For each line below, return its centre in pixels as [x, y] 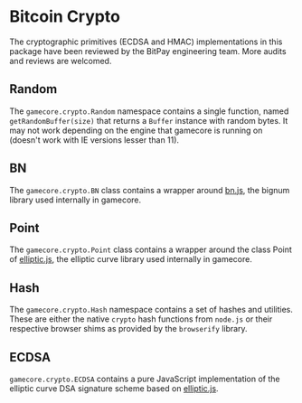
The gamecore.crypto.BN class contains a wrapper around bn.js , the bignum [150, 190]
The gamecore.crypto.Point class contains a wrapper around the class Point [151, 249]
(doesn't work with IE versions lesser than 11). [94, 140]
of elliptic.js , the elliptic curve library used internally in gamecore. [131, 259]
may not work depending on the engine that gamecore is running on [136, 130]
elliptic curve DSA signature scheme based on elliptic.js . [114, 389]
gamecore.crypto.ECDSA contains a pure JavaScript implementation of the [145, 379]
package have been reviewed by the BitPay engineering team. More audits [148, 51]
